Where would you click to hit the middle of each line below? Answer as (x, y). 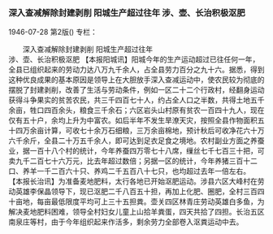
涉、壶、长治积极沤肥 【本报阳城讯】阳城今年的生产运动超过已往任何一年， (134, 59)
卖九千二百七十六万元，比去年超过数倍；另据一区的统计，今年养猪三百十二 (133, 161)
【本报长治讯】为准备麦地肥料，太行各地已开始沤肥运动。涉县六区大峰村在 (133, 181)
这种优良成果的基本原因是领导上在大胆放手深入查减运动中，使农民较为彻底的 (136, 80)
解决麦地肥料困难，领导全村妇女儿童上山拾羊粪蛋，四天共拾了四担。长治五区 (136, 212)
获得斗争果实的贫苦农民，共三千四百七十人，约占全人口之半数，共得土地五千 (136, 100)
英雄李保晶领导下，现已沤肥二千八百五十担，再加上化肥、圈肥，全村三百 (136, 192)
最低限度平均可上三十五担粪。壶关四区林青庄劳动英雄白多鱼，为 (158, 201)
